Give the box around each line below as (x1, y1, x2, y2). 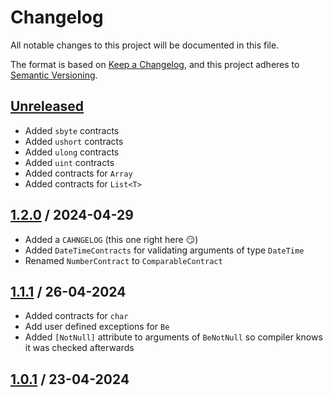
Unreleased (10, 98, 85, 115)
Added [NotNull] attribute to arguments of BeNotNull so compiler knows (24, 331, 323, 343)
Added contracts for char (24, 310, 129, 322)
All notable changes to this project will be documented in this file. (10, 39, 280, 51)
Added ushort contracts (24, 135, 124, 147)
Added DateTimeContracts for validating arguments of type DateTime (24, 244, 305, 256)
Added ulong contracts (24, 146, 120, 158)
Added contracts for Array (24, 167, 133, 179)
